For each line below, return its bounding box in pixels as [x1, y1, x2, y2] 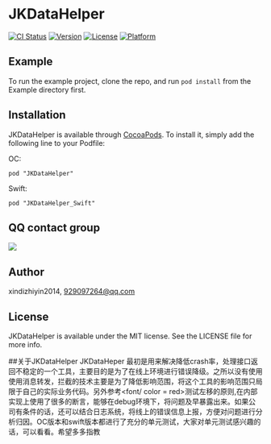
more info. [8, 340, 43, 349]
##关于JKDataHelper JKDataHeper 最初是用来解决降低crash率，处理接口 [8, 356, 252, 366]
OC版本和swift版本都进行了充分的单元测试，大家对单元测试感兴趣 [35, 417, 254, 426]
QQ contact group [8, 221, 101, 234]
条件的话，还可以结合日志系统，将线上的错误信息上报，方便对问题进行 [22, 407, 256, 416]
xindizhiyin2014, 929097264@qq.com [8, 287, 135, 297]
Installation [8, 108, 66, 122]
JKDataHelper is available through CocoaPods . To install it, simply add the [8, 130, 255, 139]
